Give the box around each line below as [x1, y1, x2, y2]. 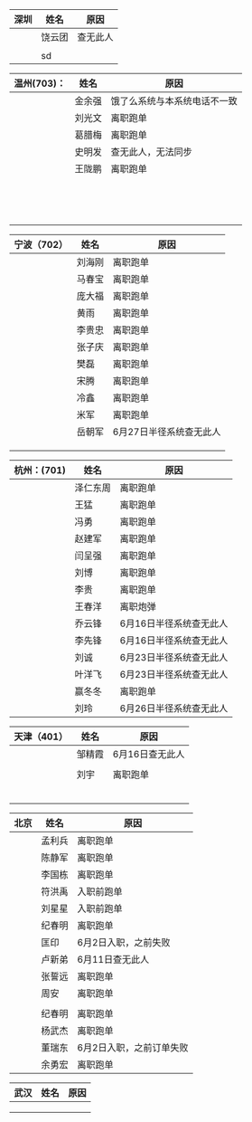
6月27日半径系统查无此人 [112, 425, 221, 438]
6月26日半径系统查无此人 [119, 702, 229, 714]
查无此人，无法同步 [110, 146, 192, 157]
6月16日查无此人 [112, 748, 185, 760]
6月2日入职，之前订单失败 [77, 1041, 189, 1053]
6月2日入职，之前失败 [77, 937, 171, 948]
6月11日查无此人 [77, 954, 150, 965]
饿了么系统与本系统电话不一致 [110, 95, 238, 107]
